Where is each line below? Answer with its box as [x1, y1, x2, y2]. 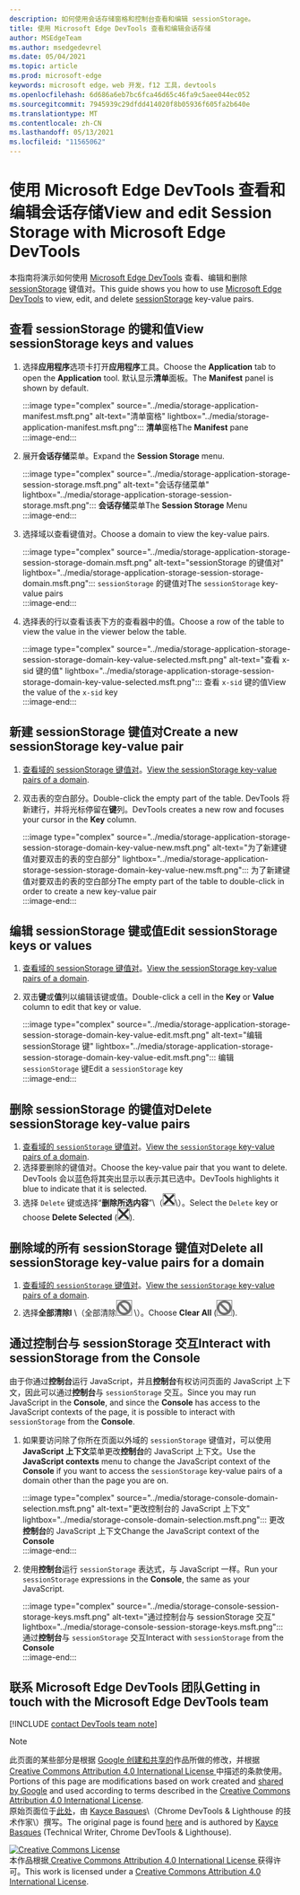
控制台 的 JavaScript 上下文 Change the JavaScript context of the [21, 1525, 260, 1536]
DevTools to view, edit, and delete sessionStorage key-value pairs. [9, 293, 254, 304]
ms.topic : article [9, 62, 78, 71]
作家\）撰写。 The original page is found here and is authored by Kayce [16, 1816, 279, 1827]
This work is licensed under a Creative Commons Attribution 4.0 [25, 1865, 261, 1876]
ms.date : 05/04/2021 [9, 52, 87, 62]
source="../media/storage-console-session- [116, 1601, 279, 1611]
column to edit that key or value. [21, 1002, 141, 1013]
